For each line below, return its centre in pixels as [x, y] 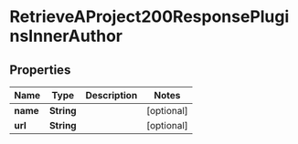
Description [112, 95]
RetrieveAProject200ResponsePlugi [149, 17]
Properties [40, 70]
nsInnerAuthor [66, 36]
